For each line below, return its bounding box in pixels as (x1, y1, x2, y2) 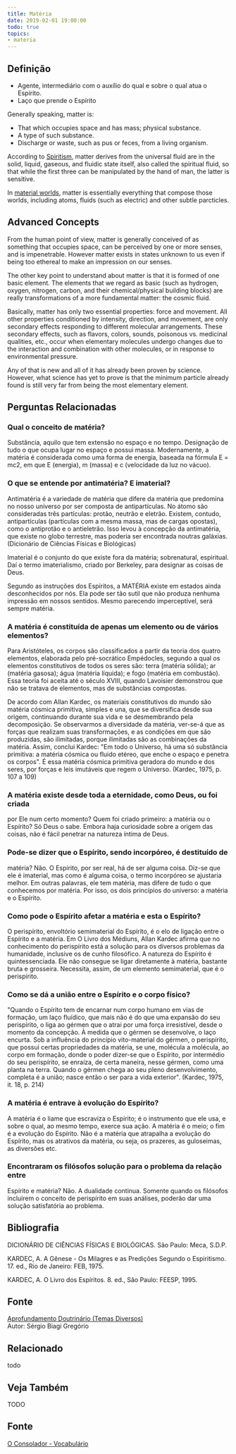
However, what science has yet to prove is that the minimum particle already (7, 373, 229, 381)
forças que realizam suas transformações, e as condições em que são (7, 727, 211, 737)
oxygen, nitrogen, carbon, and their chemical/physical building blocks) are (7, 286, 223, 295)
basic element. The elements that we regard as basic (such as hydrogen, (7, 278, 218, 287)
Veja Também (7, 1381, 69, 1393)
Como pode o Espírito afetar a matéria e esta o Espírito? (7, 911, 201, 920)
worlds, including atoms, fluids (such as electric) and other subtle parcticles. (7, 195, 230, 204)
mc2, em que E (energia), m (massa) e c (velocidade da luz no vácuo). (7, 461, 211, 469)
